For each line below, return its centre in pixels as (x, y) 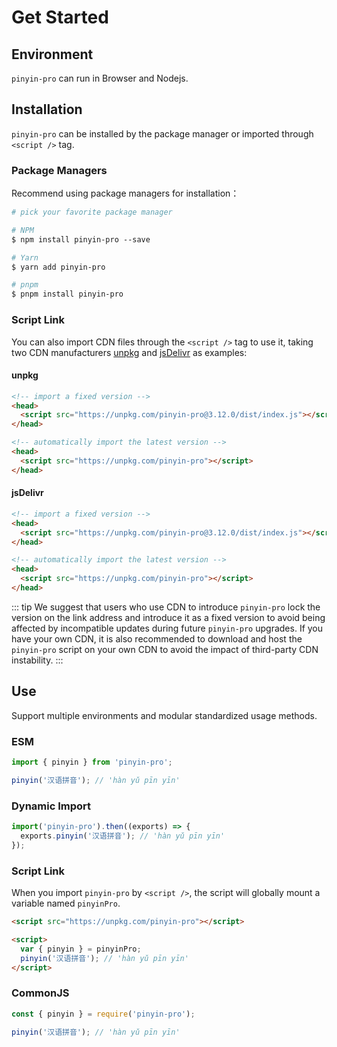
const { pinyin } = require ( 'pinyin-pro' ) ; (103, 1014)
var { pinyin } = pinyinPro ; (81, 949)
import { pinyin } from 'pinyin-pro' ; (92, 762)
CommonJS (40, 993)
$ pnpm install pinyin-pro (67, 294)
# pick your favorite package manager (92, 212)
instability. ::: (37, 660)
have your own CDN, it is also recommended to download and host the (157, 638)
